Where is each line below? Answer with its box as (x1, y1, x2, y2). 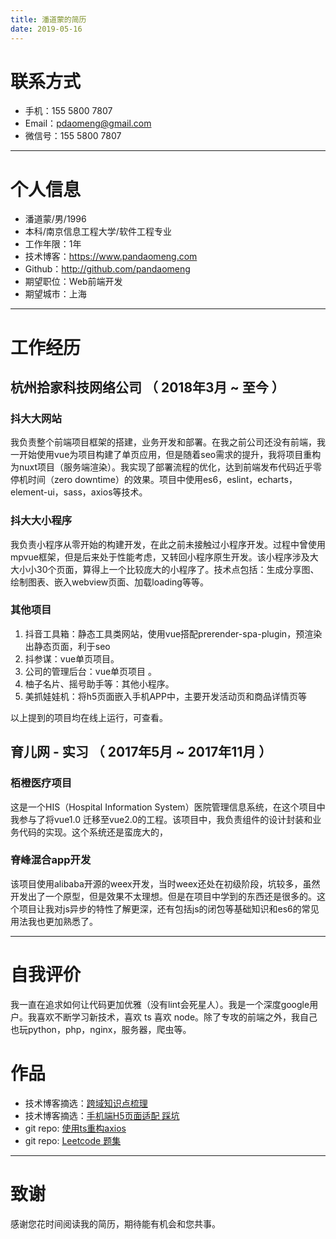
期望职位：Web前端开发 (24, 276, 123, 288)
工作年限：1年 (24, 238, 82, 250)
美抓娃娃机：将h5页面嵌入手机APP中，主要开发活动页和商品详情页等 (24, 690, 307, 702)
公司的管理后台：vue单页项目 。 (24, 665, 158, 677)
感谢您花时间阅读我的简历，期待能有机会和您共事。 (10, 1217, 221, 1230)
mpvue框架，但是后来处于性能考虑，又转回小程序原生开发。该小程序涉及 (10, 551, 310, 563)
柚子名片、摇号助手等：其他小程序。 (24, 677, 175, 690)
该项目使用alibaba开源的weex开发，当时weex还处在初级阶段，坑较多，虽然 (10, 877, 321, 890)
